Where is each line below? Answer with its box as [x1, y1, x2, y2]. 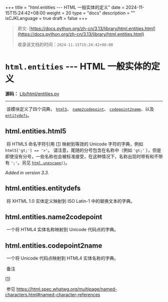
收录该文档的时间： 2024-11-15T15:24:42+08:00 [17, 41, 113, 47]
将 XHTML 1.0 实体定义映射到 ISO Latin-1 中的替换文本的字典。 [6, 198, 135, 204]
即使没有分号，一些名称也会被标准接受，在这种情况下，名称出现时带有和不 [5, 153, 158, 159]
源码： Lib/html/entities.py [5, 90, 59, 96]
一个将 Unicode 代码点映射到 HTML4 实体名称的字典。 [6, 255, 118, 261]
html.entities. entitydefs [5, 184, 81, 193]
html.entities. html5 [5, 127, 66, 136]
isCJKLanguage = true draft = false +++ [5, 15, 87, 21]
